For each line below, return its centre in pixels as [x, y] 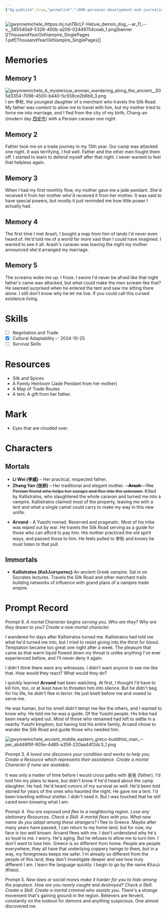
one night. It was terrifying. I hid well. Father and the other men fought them [83, 152]
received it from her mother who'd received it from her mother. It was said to [83, 196]
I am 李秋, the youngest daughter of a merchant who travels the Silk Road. [81, 102]
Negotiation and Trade [35, 332]
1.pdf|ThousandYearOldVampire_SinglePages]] [53, 40]
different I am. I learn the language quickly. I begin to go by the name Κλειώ [83, 865]
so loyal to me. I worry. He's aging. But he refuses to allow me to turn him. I [82, 838]
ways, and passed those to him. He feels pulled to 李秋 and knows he [83, 538]
